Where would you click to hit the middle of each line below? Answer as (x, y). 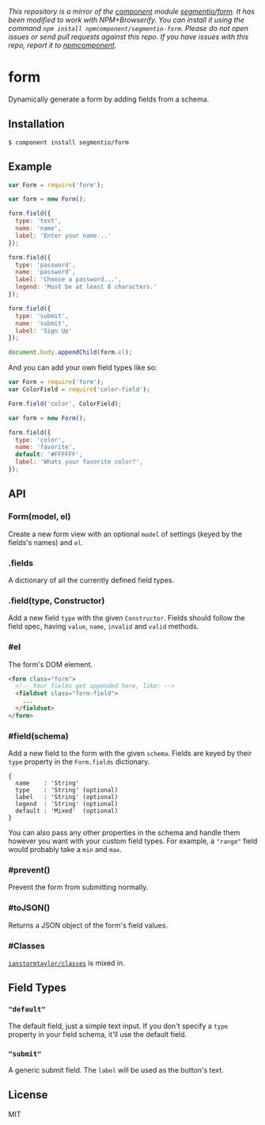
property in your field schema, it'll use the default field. (98, 1034)
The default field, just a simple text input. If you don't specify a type (118, 1026)
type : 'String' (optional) (67, 790)
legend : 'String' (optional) (67, 804)
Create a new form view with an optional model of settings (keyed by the (125, 534)
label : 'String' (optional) (67, 797)
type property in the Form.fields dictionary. (79, 762)
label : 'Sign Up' (44, 331)
